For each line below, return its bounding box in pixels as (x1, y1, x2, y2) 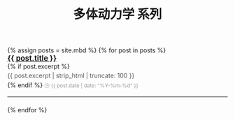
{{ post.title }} (7, 54, 57, 63)
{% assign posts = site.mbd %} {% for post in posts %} (7, 46, 166, 54)
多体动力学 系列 (73, 6, 162, 22)
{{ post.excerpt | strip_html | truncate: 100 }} (7, 71, 135, 80)
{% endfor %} (7, 105, 48, 114)
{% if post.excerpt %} (7, 62, 70, 70)
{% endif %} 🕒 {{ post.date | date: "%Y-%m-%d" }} (7, 81, 138, 89)
